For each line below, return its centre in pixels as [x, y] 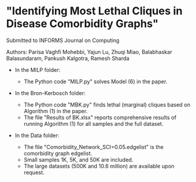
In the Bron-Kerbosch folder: [50, 93]
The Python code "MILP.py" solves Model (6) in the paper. [96, 81]
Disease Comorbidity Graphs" [82, 24]
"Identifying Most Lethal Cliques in [94, 11]
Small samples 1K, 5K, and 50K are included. [78, 159]
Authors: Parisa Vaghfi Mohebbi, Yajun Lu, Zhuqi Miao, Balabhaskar [89, 51]
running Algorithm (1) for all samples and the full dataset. [94, 123]
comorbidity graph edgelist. [58, 153]
